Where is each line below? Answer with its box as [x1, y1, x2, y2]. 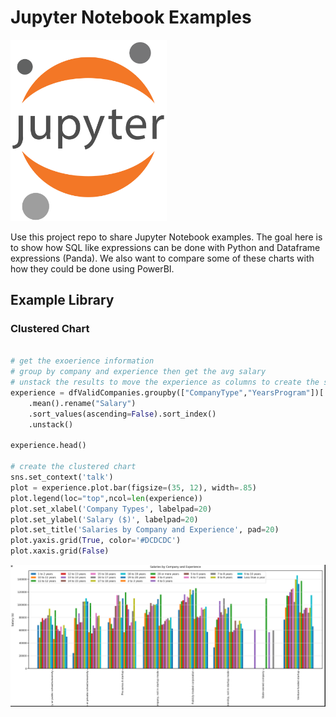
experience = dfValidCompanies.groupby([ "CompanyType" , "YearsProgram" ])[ [10, 388, 325, 398]
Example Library [10, 292, 115, 309]
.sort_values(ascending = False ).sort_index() [28, 409, 217, 419]
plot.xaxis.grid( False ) [10, 546, 110, 556]
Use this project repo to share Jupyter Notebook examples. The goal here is [10, 231, 323, 243]
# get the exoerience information [10, 356, 155, 366]
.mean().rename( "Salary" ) [28, 398, 137, 408]
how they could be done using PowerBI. [10, 262, 175, 275]
